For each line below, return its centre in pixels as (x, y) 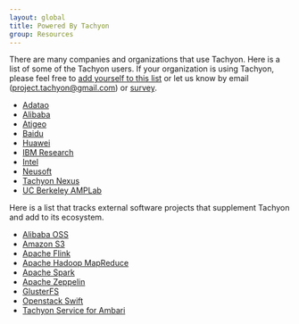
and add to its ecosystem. (57, 217)
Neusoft (37, 171)
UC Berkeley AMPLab (62, 191)
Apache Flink (46, 253)
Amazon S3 (43, 244)
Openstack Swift (53, 301)
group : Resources (42, 34)
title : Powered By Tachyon (59, 26)
